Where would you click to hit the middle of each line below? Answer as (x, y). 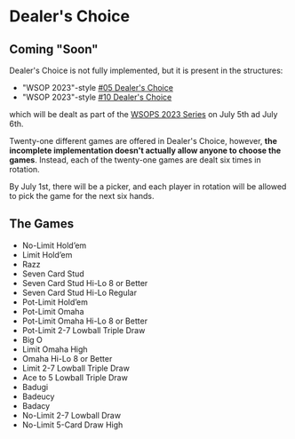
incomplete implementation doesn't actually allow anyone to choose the (145, 150)
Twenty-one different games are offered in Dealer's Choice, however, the (144, 141)
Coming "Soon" (54, 49)
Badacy (36, 405)
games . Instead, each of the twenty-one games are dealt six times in (135, 160)
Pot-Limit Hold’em (55, 302)
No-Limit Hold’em (54, 245)
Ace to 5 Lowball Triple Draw (75, 377)
